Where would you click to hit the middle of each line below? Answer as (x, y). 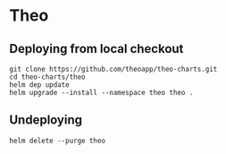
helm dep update (39, 85)
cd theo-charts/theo (48, 77)
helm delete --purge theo (57, 141)
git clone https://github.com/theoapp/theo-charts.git (113, 69)
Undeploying (46, 120)
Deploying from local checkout (96, 49)
